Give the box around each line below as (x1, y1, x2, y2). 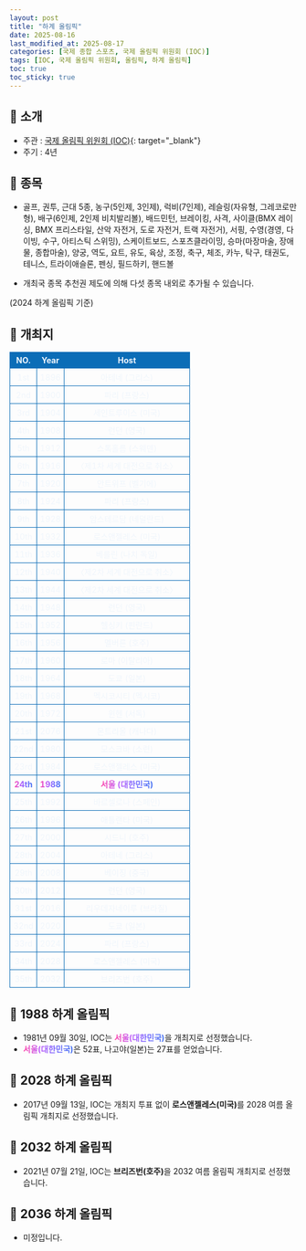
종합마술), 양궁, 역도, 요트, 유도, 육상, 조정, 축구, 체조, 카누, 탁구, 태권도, (35, 247, 290, 258)
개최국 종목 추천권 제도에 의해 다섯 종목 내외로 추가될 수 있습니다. (22, 278, 254, 289)
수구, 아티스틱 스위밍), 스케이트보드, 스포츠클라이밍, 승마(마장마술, (42, 236, 278, 247)
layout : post (9, 13, 59, 23)
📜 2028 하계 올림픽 (9, 1073, 112, 1088)
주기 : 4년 (22, 146, 58, 157)
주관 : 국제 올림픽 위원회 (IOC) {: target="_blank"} (22, 134, 201, 146)
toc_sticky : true (9, 73, 76, 82)
